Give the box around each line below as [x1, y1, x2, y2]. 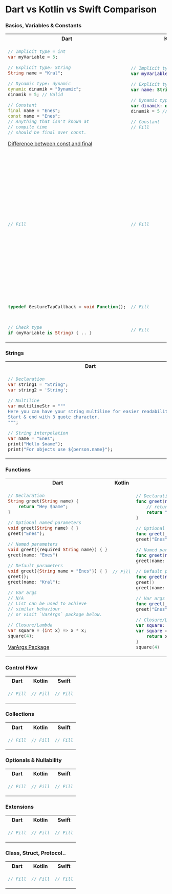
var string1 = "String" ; [8, 382, 69, 387]
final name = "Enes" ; [8, 108, 60, 114]
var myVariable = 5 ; [8, 54, 58, 60]
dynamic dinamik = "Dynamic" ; [8, 86, 82, 92]
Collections [5, 711, 35, 718]
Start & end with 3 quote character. [8, 414, 100, 420]
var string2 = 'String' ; [8, 387, 69, 393]
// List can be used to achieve [8, 601, 87, 607]
